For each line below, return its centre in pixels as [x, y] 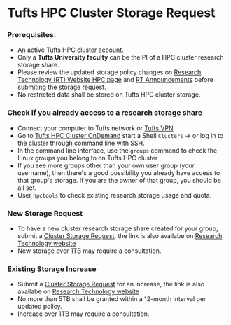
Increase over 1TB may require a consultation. [83, 314]
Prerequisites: [32, 35]
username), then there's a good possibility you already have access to [119, 172]
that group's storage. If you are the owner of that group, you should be [119, 180]
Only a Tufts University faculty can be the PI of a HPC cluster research [120, 57]
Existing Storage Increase [52, 269]
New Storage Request [45, 213]
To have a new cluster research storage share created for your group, [118, 228]
